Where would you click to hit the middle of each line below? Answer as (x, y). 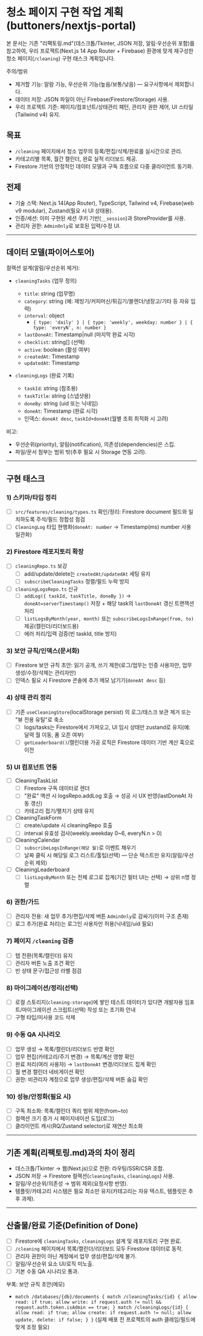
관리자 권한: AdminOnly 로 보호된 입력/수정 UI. (68, 225)
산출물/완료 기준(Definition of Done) (72, 1225)
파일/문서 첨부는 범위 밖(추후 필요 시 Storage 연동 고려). (81, 452)
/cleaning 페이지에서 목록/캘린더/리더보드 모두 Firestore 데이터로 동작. (99, 1248)
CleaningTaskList (36, 781)
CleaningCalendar (37, 840)
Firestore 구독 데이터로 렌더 (57, 788)
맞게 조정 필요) (32, 1327)
